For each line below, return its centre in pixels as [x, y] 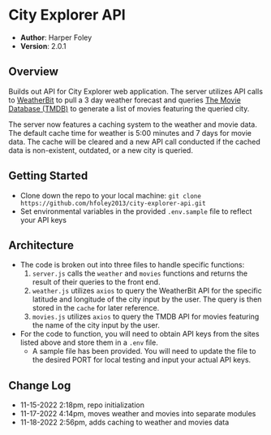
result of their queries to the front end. [96, 282]
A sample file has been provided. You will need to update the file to [144, 351]
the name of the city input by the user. [96, 325]
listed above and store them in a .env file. [89, 342]
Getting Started [48, 176]
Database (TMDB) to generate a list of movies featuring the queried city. [129, 108]
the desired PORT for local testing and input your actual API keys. [142, 360]
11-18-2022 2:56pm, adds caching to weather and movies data [125, 422]
